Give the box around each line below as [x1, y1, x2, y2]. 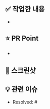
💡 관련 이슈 [5, 85, 38, 94]
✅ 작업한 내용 [5, 5, 45, 14]
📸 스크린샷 [5, 66, 36, 75]
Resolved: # [12, 99, 38, 105]
